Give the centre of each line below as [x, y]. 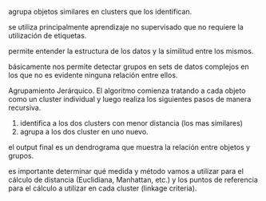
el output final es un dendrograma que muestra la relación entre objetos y [129, 147]
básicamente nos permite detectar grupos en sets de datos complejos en [129, 66]
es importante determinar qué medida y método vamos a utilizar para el [126, 171]
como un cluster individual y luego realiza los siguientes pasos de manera [130, 99]
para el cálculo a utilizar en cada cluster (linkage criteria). [103, 188]
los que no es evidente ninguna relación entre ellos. [93, 75]
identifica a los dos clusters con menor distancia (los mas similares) [131, 123]
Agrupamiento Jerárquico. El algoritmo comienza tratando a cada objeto [127, 90]
